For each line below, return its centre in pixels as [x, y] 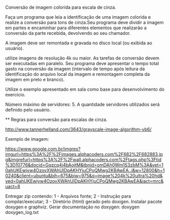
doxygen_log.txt [22, 212]
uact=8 [13, 186]
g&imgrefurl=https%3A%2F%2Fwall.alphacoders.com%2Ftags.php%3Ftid [83, 159]
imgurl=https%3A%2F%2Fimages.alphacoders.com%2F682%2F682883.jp [84, 154]
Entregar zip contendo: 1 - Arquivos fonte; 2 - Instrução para [68, 196]
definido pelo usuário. [28, 110]
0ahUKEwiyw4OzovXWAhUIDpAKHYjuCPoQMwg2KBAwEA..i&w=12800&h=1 [85, 170]
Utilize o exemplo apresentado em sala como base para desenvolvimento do [85, 89]
